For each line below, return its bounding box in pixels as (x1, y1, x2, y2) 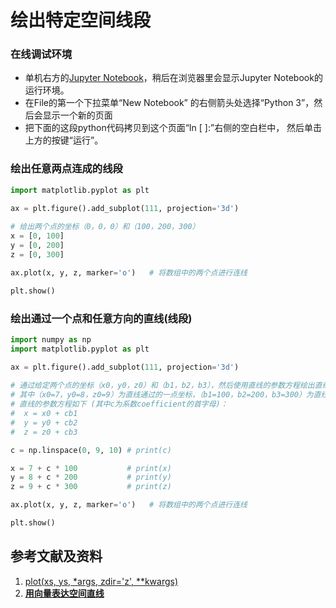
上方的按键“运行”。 (24, 134, 104, 146)
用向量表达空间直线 (24, 587, 105, 599)
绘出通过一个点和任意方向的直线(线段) (10, 311, 193, 325)
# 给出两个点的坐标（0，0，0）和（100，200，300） (10, 222, 200, 232)
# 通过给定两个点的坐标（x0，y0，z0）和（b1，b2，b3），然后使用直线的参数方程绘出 (10, 381, 315, 391)
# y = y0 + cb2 (10, 417, 78, 428)
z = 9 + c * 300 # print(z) (10, 482, 172, 492)
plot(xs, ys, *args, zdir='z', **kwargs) (24, 575, 179, 587)
